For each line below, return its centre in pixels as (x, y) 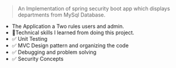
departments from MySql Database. (62, 15)
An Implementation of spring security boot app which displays (94, 9)
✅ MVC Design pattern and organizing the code (70, 46)
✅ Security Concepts (37, 59)
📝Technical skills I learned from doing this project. (73, 33)
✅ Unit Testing (29, 39)
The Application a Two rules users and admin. (68, 26)
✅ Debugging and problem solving (54, 52)
